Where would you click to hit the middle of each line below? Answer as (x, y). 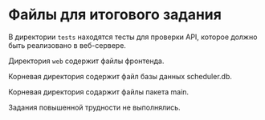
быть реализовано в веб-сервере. (67, 45)
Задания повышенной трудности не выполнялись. (94, 107)
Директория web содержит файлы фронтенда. (86, 61)
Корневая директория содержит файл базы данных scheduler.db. (120, 76)
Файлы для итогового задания (115, 15)
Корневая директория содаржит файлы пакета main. (99, 92)
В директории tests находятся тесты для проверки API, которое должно (133, 37)
